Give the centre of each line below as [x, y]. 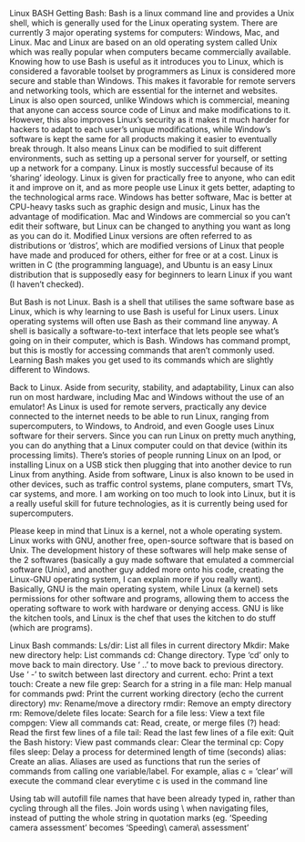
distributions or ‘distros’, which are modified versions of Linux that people [147, 246]
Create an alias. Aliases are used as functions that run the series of [135, 761]
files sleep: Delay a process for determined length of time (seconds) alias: [148, 752]
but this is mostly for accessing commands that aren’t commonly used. [142, 350]
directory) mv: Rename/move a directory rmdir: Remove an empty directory [151, 703]
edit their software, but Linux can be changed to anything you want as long [150, 226]
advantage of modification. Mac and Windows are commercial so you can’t [150, 216]
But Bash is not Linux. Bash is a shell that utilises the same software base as [152, 302]
